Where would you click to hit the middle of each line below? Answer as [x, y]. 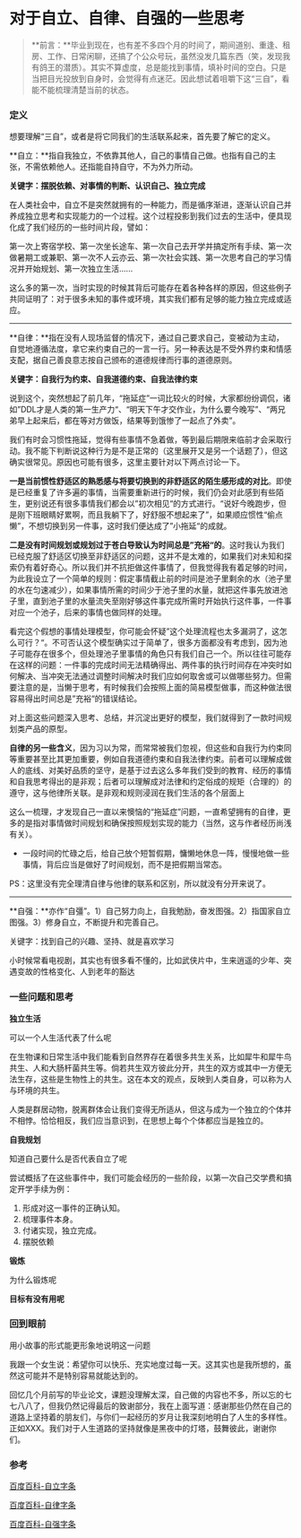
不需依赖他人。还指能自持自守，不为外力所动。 [111, 167]
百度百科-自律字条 [43, 1505]
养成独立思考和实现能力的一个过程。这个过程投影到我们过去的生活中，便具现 [150, 216]
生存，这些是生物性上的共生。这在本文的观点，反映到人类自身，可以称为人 [154, 1079]
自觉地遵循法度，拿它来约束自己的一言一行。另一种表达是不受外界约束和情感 [150, 349]
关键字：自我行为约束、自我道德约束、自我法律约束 [103, 379]
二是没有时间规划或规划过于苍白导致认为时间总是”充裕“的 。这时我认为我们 [147, 545]
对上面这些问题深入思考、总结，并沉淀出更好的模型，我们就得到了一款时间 [146, 717]
